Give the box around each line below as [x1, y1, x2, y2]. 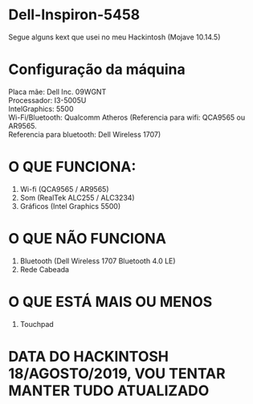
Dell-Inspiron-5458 [8, 6, 141, 24]
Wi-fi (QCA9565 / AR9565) [19, 184, 109, 194]
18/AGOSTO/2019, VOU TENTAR [8, 364, 226, 382]
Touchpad [19, 319, 54, 329]
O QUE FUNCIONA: [8, 158, 137, 176]
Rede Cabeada [19, 264, 70, 274]
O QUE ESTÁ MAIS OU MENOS [8, 292, 213, 311]
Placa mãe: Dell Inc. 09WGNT [8, 87, 107, 96]
